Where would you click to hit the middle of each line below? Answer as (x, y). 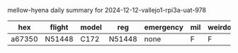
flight (59, 27)
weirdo (220, 27)
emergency (164, 27)
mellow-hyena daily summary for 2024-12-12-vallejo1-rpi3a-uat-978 (107, 10)
